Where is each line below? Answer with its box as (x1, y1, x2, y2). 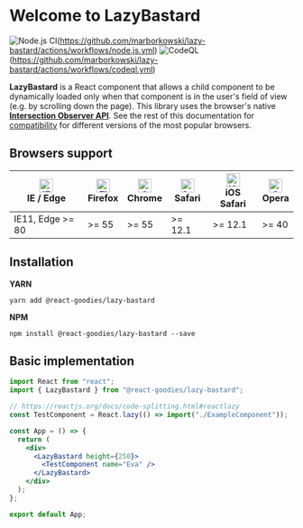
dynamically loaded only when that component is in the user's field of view (9, 91, 288, 102)
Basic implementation (9, 353, 135, 369)
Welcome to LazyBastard (9, 5, 201, 26)
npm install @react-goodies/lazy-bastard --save (9, 329, 196, 338)
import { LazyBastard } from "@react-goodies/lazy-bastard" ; (9, 386, 244, 395)
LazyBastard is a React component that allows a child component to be (9, 81, 275, 92)
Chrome (127, 191, 162, 204)
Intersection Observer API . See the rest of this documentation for (9, 110, 255, 121)
